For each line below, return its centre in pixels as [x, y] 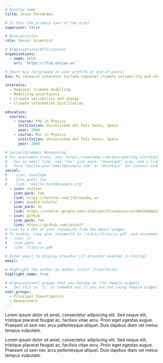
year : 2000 [29, 144]
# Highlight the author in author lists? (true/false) [62, 270]
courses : [18, 117]
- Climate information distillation [46, 103]
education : [16, 112]
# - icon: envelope [26, 175]
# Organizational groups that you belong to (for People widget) [72, 283]
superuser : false [23, 27]
